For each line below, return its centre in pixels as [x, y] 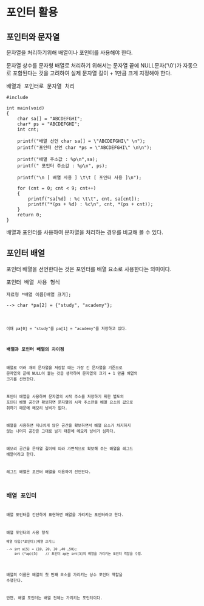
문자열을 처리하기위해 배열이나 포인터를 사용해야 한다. [70, 53]
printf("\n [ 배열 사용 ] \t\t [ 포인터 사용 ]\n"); [80, 177]
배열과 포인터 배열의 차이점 [35, 349]
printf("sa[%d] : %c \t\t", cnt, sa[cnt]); [84, 199]
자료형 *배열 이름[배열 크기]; [39, 294]
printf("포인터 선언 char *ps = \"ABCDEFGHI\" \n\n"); [85, 148]
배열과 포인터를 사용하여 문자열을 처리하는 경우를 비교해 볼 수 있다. [85, 232]
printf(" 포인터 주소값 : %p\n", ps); [63, 166]
